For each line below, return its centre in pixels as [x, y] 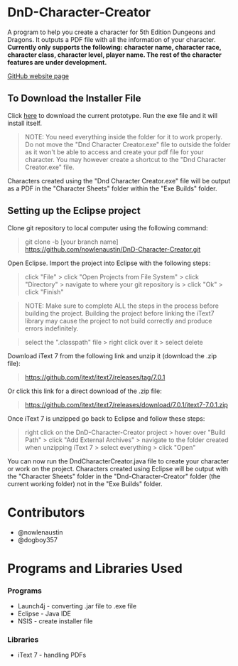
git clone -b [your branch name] [71, 242]
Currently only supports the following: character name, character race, [114, 47]
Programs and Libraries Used [95, 568]
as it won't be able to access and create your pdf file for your [114, 152]
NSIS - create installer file [55, 621]
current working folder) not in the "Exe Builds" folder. [85, 483]
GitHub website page [38, 76]
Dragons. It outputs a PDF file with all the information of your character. [112, 39]
